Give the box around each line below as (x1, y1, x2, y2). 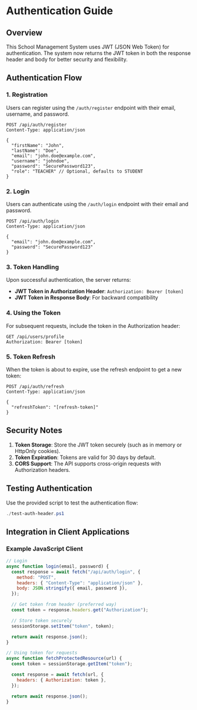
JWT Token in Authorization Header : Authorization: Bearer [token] (14, 288, 184, 295)
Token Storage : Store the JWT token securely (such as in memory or (14, 441, 182, 448)
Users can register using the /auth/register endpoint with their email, (6, 104, 176, 111)
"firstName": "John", (11, 142, 65, 148)
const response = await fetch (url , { (11, 672, 104, 678)
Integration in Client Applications (6, 527, 130, 537)
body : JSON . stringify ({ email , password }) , (16, 585, 128, 591)
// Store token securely (11, 617, 72, 624)
